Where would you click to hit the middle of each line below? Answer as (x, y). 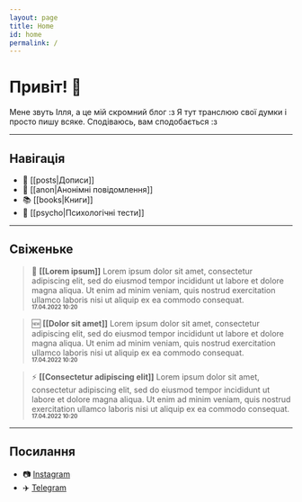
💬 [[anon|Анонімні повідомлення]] (87, 189)
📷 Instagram (46, 474)
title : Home (31, 26)
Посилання (43, 452)
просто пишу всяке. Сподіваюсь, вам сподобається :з (113, 121)
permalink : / (34, 43)
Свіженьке (41, 250)
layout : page (34, 18)
